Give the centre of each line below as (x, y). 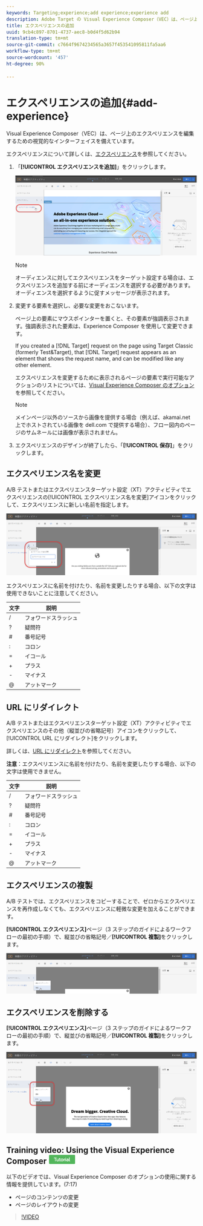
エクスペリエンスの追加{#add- (82, 103)
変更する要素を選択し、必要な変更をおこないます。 (78, 305)
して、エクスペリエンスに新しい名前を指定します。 (69, 504)
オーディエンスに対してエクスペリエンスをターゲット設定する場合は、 (102, 277)
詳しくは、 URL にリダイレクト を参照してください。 (70, 751)
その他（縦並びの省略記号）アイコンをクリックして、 (114, 731)
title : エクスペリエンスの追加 (40, 25)
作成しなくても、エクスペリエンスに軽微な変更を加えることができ (108, 909)
